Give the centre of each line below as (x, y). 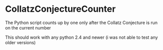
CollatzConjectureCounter (61, 9)
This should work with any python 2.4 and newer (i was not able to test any (81, 37)
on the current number (28, 27)
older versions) (20, 42)
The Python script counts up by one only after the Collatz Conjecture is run (81, 23)
